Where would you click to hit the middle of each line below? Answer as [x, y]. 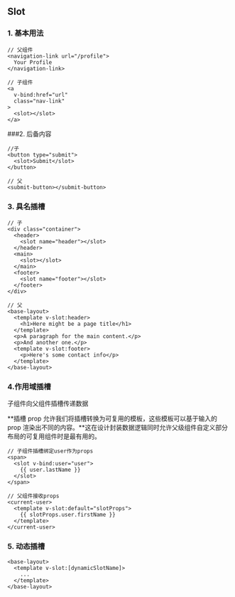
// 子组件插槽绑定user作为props [50, 451]
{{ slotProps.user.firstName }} [68, 515]
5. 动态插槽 [26, 546]
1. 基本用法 [26, 33]
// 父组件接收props [33, 496]
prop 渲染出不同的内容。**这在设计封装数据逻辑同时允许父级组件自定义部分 [118, 428]
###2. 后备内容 [29, 134]
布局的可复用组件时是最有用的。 [54, 436]
